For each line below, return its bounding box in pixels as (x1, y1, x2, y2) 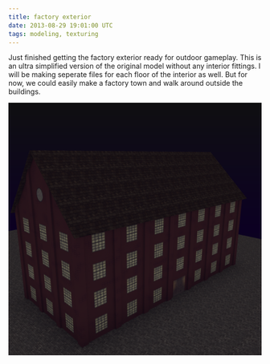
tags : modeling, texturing (8, 30, 99, 38)
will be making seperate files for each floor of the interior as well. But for (8, 70, 247, 79)
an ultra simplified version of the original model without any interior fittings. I (8, 61, 261, 71)
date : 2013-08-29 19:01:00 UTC (8, 21, 113, 30)
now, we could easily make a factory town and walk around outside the (8, 79, 243, 88)
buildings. (8, 87, 41, 96)
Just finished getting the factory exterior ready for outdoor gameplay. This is (8, 53, 262, 63)
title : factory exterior (8, 13, 92, 21)
